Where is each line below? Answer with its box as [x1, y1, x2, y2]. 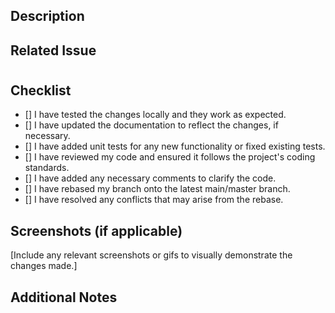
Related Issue [10, 42, 97, 59]
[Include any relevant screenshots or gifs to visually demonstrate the [10, 249, 293, 261]
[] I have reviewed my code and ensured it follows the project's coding [24, 151, 316, 163]
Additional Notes [10, 289, 118, 306]
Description [10, 8, 85, 25]
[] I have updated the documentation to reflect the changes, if [24, 119, 279, 131]
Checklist [10, 82, 72, 99]
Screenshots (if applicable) [10, 222, 183, 239]
